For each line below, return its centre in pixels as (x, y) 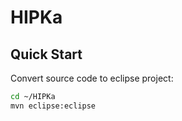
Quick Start (46, 54)
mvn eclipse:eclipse (53, 106)
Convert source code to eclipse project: (92, 78)
